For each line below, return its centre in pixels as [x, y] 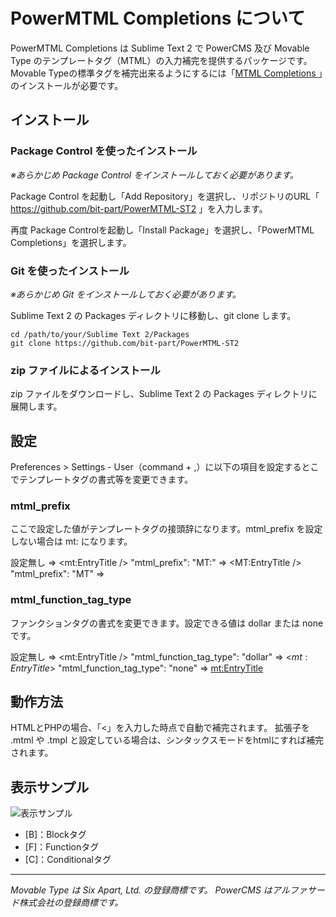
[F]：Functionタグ [62, 847]
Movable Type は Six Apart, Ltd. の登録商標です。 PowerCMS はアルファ [159, 890]
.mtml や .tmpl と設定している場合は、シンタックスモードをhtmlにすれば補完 [167, 740]
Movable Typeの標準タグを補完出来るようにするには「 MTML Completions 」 [166, 73]
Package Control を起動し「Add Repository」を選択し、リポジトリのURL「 [165, 196]
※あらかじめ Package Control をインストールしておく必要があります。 [154, 175]
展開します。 [36, 406]
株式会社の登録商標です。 [71, 903]
